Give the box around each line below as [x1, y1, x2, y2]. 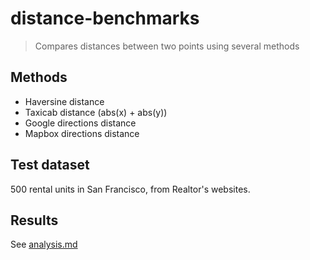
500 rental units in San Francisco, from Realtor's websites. [10, 183, 251, 195]
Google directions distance [24, 117, 137, 129]
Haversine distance [24, 95, 105, 107]
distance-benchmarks [10, 7, 200, 30]
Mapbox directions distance [24, 127, 140, 139]
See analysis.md [10, 238, 78, 251]
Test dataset [10, 157, 90, 174]
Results [10, 212, 59, 229]
